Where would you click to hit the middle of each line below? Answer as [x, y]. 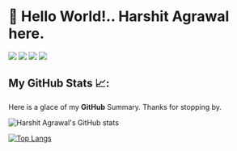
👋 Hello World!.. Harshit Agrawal [119, 17]
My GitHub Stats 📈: [59, 84]
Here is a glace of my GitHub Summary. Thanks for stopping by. [115, 107]
